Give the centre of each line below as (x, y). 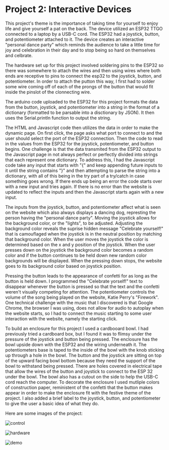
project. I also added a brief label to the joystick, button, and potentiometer (83, 398)
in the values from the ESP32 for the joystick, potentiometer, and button (80, 144)
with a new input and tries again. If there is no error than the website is (79, 186)
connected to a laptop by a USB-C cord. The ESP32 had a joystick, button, (82, 34)
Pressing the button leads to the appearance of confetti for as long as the (81, 275)
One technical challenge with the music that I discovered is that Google (79, 302)
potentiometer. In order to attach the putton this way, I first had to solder (80, 81)
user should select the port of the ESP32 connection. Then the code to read (84, 138)
